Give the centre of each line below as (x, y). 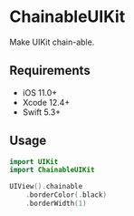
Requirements (50, 71)
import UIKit (34, 161)
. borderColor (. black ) (66, 195)
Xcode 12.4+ (46, 102)
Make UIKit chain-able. (52, 42)
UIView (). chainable (46, 187)
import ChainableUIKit (52, 170)
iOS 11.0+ (39, 92)
